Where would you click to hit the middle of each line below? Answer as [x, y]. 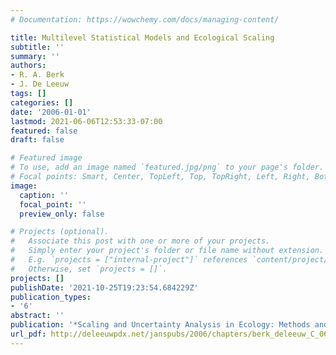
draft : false [37, 140]
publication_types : [51, 297]
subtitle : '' [37, 47]
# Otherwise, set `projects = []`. [89, 269]
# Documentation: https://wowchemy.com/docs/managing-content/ [145, 19]
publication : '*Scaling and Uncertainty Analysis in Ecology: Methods [160, 325]
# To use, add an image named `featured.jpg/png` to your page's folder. [167, 167]
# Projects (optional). [60, 232]
